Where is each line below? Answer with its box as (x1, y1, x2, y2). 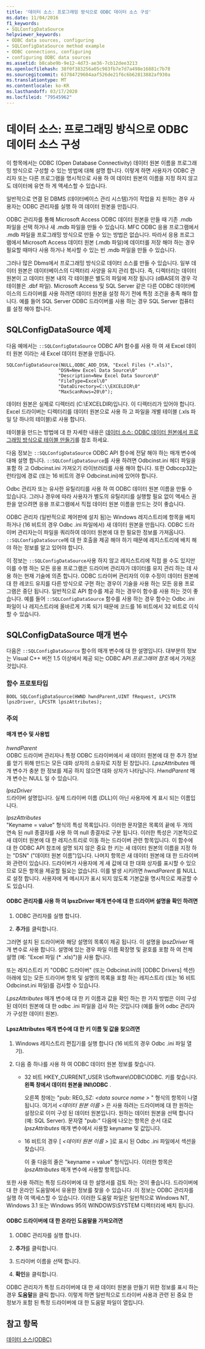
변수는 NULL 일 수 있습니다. (12, 774, 79, 782)
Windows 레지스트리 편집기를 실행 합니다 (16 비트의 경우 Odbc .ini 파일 (15, 1040, 186, 1047)
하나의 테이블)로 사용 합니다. (19, 415, 87, 422)
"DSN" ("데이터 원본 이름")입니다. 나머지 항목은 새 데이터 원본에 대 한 (12, 851, 178, 859)
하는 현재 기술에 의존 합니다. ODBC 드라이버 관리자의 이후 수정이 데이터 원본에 (12, 572, 199, 579)
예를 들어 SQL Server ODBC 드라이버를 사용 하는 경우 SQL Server (19, 297, 178, 304)
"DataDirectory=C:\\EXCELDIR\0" (58, 383, 140, 389)
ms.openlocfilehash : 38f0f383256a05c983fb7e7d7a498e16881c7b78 (6, 65, 171, 72)
